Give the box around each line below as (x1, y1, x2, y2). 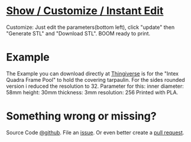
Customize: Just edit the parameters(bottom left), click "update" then (6, 24, 175, 31)
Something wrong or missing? (6, 110, 157, 123)
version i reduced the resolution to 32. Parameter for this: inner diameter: (6, 82, 184, 90)
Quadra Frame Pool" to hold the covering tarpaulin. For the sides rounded (6, 76, 185, 83)
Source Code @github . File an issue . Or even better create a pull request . (6, 128, 184, 136)
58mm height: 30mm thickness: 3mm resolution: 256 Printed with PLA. (6, 88, 179, 95)
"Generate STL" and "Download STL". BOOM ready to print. (6, 29, 151, 37)
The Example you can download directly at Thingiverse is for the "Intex (6, 70, 179, 77)
